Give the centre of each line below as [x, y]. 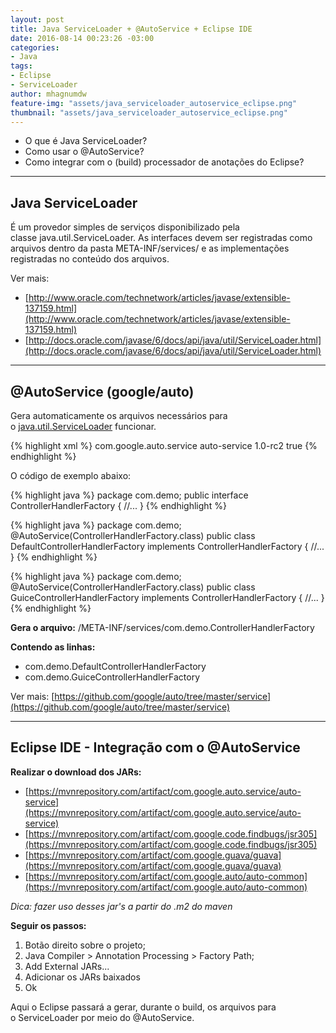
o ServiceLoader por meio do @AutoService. [102, 1017]
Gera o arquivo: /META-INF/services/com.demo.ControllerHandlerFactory [162, 627]
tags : [21, 66]
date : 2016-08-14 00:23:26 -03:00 [82, 38]
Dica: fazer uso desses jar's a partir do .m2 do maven [121, 906]
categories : [35, 47]
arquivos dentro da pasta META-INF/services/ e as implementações [150, 248]
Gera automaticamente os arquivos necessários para [119, 415]
